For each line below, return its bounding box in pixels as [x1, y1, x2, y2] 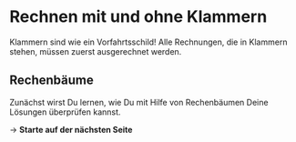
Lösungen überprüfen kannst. [9, 106, 121, 117]
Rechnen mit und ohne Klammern [9, 6, 268, 27]
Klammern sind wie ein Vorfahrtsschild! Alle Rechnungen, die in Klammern [9, 36, 288, 47]
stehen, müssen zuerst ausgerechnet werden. [9, 46, 182, 56]
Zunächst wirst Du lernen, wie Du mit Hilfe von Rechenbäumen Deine [9, 96, 269, 107]
